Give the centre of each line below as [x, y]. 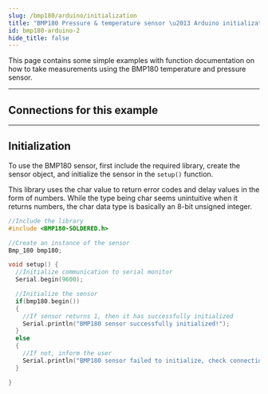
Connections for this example [83, 110]
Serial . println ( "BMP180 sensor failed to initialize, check [124, 361]
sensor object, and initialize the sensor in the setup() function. [111, 174]
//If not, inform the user [67, 353]
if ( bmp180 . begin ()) [48, 301]
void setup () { [33, 265]
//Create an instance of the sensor [69, 243]
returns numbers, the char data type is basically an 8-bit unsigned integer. [130, 206]
